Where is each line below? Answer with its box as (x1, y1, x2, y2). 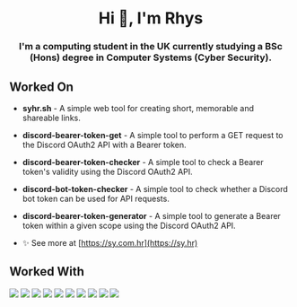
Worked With (9, 264, 85, 279)
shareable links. (22, 112, 81, 123)
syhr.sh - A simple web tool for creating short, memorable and (22, 102, 254, 113)
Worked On (9, 79, 74, 94)
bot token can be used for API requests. (22, 193, 170, 204)
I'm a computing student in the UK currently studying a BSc (19, 40, 283, 53)
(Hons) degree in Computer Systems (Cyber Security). (30, 51, 272, 64)
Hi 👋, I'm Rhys (98, 8, 204, 29)
